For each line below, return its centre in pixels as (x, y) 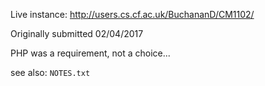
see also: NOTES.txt (50, 72)
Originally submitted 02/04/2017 (77, 33)
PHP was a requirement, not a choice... (90, 53)
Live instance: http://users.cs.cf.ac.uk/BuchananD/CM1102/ (132, 14)
